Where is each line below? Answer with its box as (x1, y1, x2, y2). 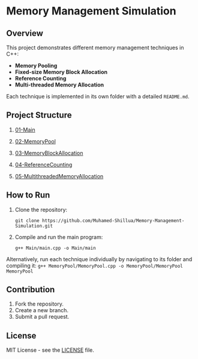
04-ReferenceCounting (14, 161, 73, 168)
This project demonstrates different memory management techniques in (6, 44, 184, 51)
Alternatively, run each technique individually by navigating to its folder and (6, 255, 193, 262)
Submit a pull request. (14, 313, 70, 321)
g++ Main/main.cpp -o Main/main (14, 245, 96, 251)
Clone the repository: (14, 206, 68, 213)
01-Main (14, 126, 35, 133)
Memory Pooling (14, 62, 58, 69)
